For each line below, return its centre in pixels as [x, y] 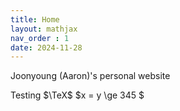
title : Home [35, 19]
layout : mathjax [44, 29]
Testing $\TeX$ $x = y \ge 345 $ [77, 95]
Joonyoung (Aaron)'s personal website [90, 76]
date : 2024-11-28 [46, 47]
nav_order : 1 [40, 38]
